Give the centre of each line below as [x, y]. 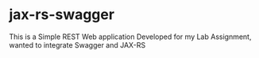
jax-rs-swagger [62, 15]
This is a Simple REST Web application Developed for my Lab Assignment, [130, 37]
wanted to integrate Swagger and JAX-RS [77, 44]
